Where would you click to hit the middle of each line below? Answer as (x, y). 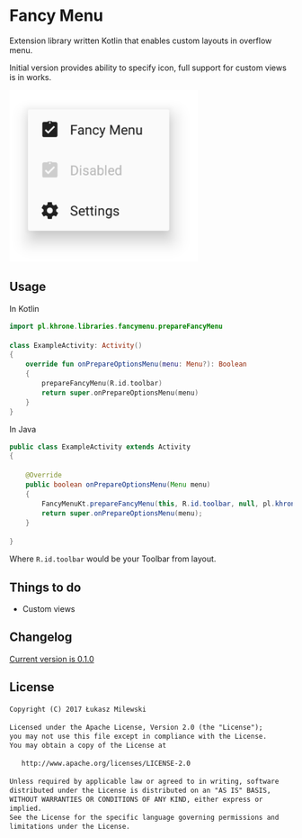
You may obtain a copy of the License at (88, 745)
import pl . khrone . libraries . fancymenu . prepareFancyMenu (116, 326)
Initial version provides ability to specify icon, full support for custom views (148, 68)
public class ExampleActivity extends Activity (100, 447)
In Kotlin (24, 308)
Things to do (45, 587)
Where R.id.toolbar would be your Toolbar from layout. (113, 559)
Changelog (41, 638)
